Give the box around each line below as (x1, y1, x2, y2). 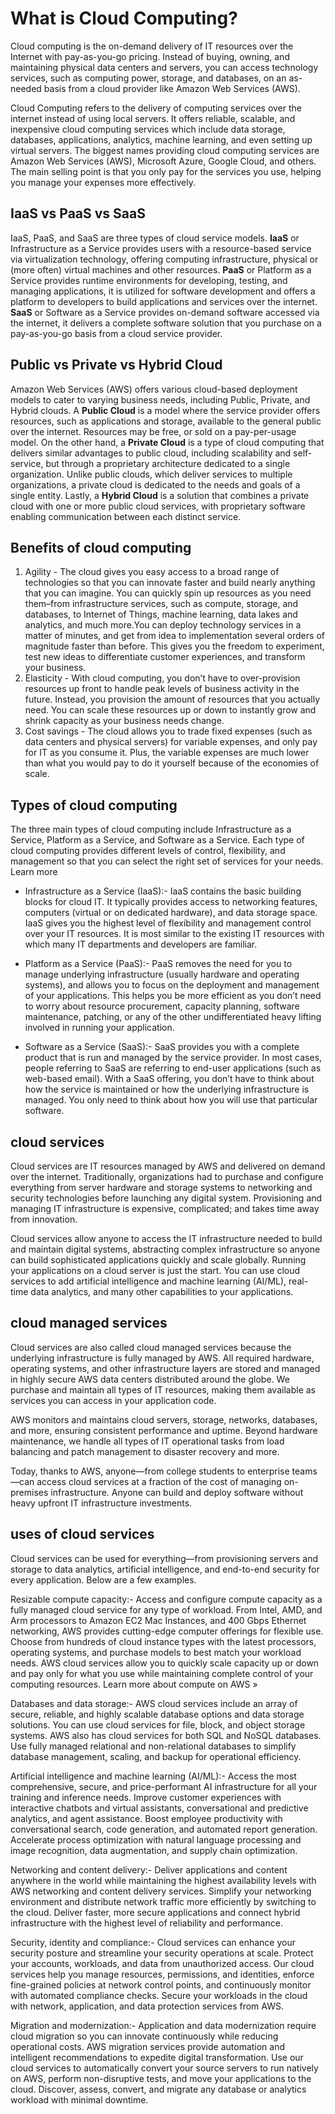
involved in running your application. (24, 1022, 175, 1034)
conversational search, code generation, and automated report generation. (10, 1823, 318, 1835)
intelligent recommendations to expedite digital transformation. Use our (10, 2051, 304, 2063)
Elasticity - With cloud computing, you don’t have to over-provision (24, 672, 301, 684)
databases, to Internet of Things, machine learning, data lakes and (24, 608, 298, 621)
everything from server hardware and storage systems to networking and (10, 1182, 313, 1193)
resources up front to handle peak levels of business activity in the (24, 683, 300, 695)
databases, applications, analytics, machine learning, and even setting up (10, 133, 313, 146)
